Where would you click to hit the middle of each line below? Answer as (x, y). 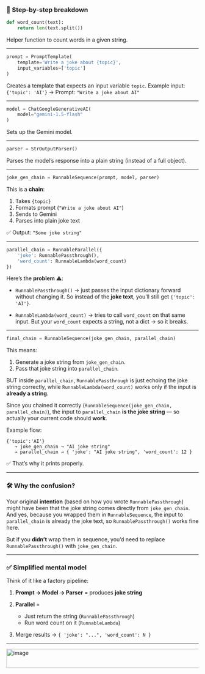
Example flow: (24, 430)
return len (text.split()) (50, 28)
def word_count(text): (35, 23)
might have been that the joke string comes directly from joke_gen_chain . (98, 508)
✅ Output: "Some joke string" (44, 232)
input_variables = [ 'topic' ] (52, 68)
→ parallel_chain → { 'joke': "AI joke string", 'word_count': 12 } (103, 452)
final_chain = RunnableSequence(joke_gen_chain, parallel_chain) (91, 339)
